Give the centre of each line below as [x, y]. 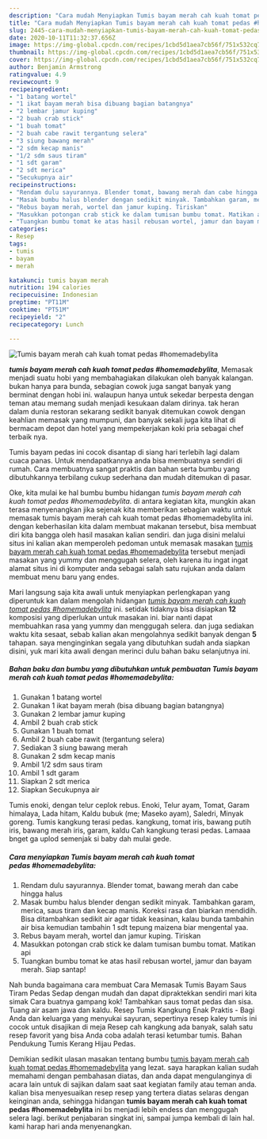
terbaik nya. [29, 436]
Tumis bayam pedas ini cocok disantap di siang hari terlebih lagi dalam [124, 451]
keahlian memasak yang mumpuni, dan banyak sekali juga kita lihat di [122, 420]
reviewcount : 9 [34, 82]
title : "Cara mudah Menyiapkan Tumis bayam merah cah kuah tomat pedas [130, 23]
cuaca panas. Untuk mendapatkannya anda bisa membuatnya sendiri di [126, 460]
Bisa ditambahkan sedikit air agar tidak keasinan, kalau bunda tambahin [137, 919]
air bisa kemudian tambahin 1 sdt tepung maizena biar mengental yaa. [134, 928]
